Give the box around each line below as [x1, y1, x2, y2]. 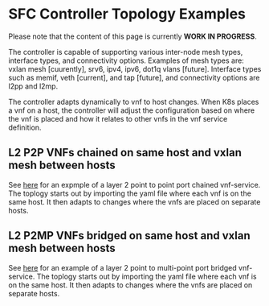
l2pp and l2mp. [8, 81, 59, 91]
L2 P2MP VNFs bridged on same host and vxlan [8, 229, 251, 242]
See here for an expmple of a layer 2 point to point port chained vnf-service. [8, 180, 261, 189]
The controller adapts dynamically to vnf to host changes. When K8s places [8, 97, 259, 106]
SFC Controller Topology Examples [8, 5, 247, 23]
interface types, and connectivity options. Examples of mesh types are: [8, 56, 245, 65]
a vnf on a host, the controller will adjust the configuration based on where [8, 105, 255, 115]
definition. [8, 122, 42, 132]
